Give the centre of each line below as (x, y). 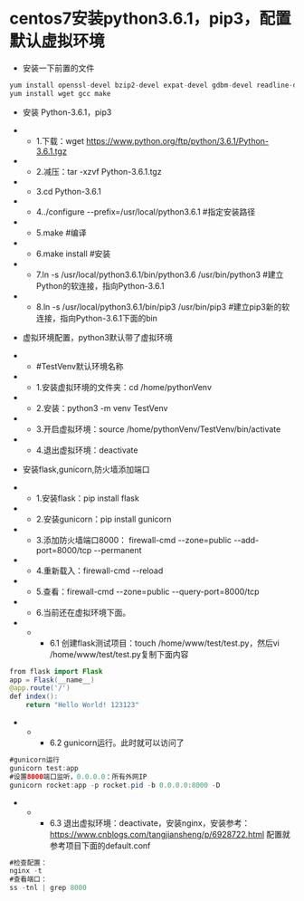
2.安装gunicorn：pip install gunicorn (104, 519)
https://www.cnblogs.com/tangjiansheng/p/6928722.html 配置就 (170, 834)
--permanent (118, 550)
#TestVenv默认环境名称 (80, 366)
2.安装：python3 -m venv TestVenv (102, 407)
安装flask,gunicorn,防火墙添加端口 (86, 469)
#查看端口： (28, 879)
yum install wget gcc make (60, 93)
